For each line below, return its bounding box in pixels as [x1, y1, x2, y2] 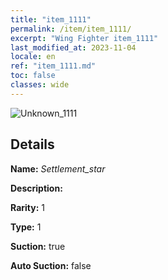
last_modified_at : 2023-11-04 [10, 42, 137, 53]
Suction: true [10, 240, 66, 252]
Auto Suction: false [10, 259, 92, 271]
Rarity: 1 [10, 201, 45, 213]
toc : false [10, 71, 56, 81]
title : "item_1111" [10, 14, 92, 25]
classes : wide [10, 80, 70, 90]
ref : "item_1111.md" [10, 61, 97, 71]
